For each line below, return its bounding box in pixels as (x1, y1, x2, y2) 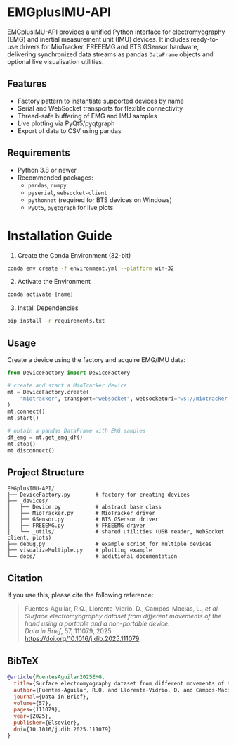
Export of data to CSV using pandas (17, 126, 122, 135)
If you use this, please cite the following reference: (7, 591, 154, 599)
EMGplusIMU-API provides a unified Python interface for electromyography (7, 27, 225, 36)
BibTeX (7, 654, 39, 666)
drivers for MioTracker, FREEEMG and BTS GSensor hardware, (19, 42, 199, 51)
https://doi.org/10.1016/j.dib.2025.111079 (24, 635, 140, 643)
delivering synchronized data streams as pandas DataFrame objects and (7, 50, 214, 58)
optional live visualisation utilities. (7, 57, 104, 66)
